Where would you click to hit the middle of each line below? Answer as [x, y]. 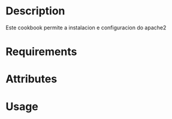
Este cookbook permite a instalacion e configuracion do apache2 [86, 28]
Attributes [31, 79]
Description [35, 11]
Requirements [41, 52]
